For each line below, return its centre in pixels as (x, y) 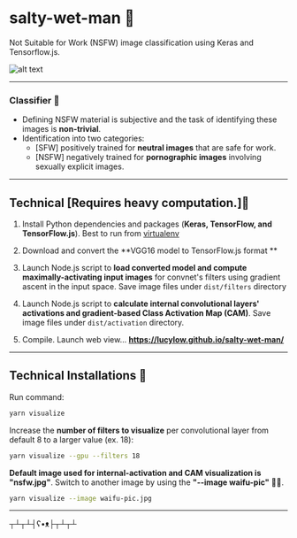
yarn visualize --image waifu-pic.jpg (80, 498)
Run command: (37, 396)
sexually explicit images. (80, 166)
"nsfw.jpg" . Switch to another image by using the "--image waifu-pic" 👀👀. (147, 482)
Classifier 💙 (34, 100)
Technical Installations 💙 (78, 376)
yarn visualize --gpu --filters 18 (75, 456)
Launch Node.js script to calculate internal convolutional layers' (141, 304)
